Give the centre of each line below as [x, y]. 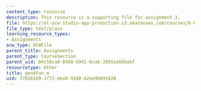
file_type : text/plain [34, 28]
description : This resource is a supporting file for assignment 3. [93, 17]
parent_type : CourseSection [41, 56]
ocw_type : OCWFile [29, 45]
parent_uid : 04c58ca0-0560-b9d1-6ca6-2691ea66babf [71, 62]
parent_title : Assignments [40, 51]
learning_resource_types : [38, 34]
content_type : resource [36, 12]
